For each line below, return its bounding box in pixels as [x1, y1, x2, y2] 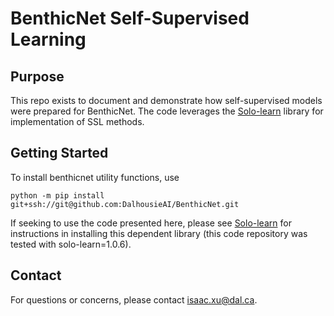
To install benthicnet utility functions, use [10, 171, 180, 183]
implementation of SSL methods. [10, 116, 145, 127]
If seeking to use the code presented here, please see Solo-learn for [10, 217, 292, 229]
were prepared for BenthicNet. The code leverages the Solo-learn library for [10, 105, 324, 117]
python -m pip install [10, 190, 105, 201]
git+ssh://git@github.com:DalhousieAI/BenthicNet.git [10, 199, 240, 209]
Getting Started [10, 145, 109, 162]
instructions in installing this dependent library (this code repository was [10, 227, 308, 239]
